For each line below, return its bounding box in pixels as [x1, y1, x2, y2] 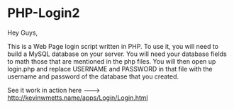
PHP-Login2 [7, 5, 80, 21]
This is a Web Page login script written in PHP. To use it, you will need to [7, 42, 218, 50]
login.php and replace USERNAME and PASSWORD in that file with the [7, 64, 213, 73]
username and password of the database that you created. [7, 72, 179, 81]
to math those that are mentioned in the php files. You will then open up [7, 57, 216, 65]
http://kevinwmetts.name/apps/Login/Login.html [7, 93, 149, 102]
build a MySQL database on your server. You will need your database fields [7, 50, 227, 58]
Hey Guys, [7, 28, 38, 37]
